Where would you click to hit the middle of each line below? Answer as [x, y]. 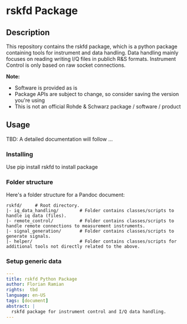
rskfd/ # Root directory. [43, 206]
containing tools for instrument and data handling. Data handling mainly [92, 53]
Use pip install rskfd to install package [52, 167]
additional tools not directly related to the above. [73, 247]
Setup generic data [34, 261]
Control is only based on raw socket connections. [66, 65]
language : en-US [26, 295]
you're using [30, 100]
